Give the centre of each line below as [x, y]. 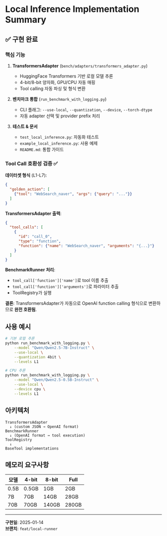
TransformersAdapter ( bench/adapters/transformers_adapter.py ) [80, 66]
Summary [26, 20]
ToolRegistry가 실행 [32, 293]
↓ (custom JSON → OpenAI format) [44, 427]
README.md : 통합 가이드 [42, 149]
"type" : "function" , [40, 241]
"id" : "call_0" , [35, 237]
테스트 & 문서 [25, 126]
